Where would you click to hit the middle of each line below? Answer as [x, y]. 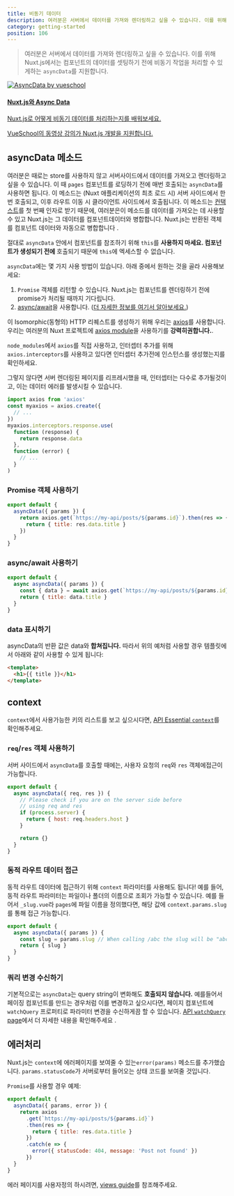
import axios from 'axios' [46, 400]
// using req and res [51, 806]
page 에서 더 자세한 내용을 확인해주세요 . [62, 1020]
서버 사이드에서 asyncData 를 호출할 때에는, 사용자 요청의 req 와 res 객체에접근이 [115, 765]
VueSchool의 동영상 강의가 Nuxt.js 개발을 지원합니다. [80, 134]
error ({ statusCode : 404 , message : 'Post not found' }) [115, 1151]
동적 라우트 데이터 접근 [43, 870]
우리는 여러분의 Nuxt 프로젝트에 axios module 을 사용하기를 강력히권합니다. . [110, 331]
